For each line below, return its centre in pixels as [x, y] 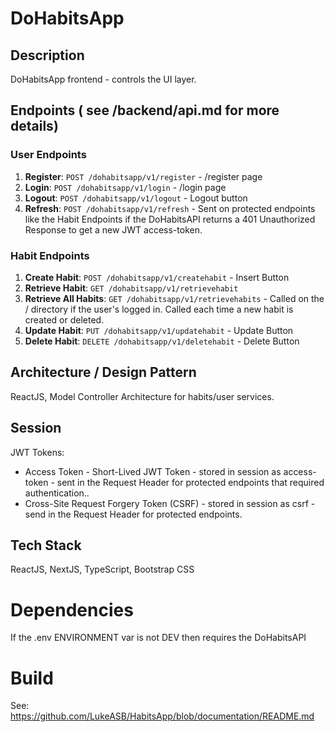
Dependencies [72, 609]
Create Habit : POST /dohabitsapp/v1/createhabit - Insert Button [157, 277]
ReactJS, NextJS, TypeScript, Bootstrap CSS [102, 569]
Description [47, 55]
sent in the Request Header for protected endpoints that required [190, 482]
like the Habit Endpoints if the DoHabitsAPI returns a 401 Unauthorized [170, 219]
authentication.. [57, 493]
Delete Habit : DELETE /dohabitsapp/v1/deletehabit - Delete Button [162, 341]
